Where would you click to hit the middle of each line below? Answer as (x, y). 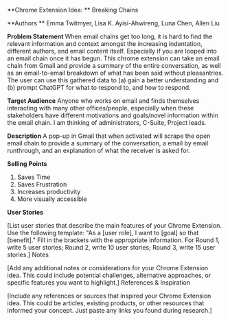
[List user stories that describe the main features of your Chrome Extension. (114, 225)
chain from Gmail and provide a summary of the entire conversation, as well (114, 66)
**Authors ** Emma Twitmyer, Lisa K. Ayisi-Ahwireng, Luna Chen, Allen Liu (113, 23)
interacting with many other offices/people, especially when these (101, 108)
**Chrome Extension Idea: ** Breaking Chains (73, 10)
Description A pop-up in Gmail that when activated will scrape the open (109, 136)
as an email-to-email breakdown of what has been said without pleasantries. (115, 73)
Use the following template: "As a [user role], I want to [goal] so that (103, 233)
